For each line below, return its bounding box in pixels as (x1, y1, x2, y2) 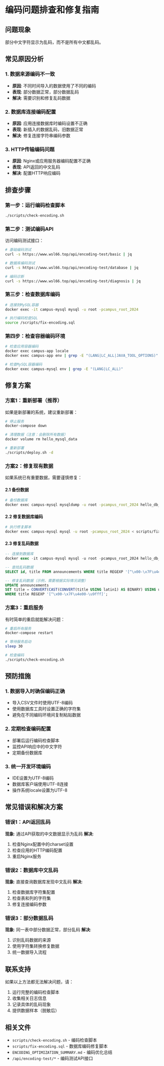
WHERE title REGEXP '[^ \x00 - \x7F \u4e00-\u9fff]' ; (5, 592, 108, 597)
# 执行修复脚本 (5, 525, 32, 530)
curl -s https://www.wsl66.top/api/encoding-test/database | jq (5, 265, 139, 270)
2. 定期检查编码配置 (5, 725, 51, 732)
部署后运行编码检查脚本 (12, 738, 60, 743)
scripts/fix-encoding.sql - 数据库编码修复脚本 (12, 1043, 108, 1049)
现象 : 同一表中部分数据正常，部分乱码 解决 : (5, 927, 91, 933)
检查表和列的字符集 (12, 895, 51, 901)
